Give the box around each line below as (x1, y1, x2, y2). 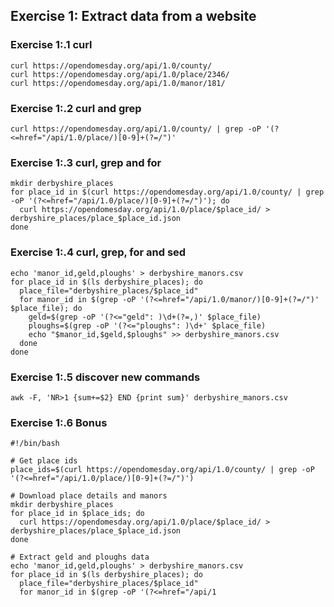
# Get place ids (10, 456, 78, 466)
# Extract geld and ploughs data (10, 552, 150, 563)
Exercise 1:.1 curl (10, 38, 93, 52)
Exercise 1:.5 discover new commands (10, 370, 201, 384)
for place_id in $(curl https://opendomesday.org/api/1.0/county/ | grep (10, 187, 325, 198)
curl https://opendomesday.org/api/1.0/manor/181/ (10, 78, 226, 88)
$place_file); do (10, 303, 83, 313)
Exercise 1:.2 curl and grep (10, 101, 142, 115)
